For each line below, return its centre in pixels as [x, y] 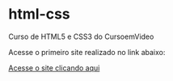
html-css [39, 14]
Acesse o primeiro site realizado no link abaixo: [87, 52]
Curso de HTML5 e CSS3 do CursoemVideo [81, 36]
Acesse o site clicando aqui [54, 68]
